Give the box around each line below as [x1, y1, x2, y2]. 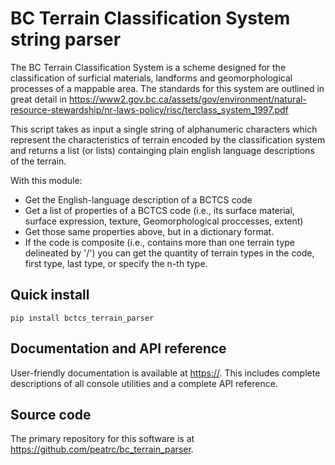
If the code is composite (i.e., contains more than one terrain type [24, 236, 295, 248]
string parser [10, 28, 122, 51]
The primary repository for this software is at [10, 433, 195, 445]
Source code [10, 406, 92, 423]
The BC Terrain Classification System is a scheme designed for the [10, 61, 287, 73]
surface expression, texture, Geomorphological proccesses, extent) [24, 215, 304, 227]
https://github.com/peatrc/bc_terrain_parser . [10, 443, 194, 456]
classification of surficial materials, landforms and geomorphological [10, 72, 293, 84]
